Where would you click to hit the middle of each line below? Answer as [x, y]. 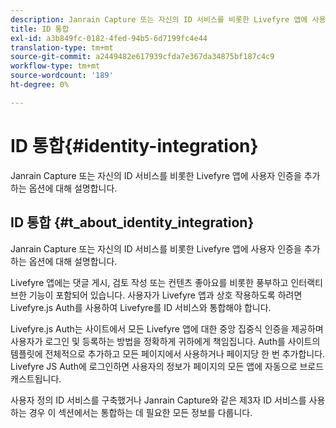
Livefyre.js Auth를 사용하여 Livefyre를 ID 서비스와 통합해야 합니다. [141, 307]
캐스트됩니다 [35, 378]
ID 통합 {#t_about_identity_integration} [132, 222]
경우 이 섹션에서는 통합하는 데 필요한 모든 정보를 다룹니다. [140, 412]
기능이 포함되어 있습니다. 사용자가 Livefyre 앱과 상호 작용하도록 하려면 [165, 295]
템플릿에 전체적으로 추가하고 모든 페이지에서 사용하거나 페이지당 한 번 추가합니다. [168, 353]
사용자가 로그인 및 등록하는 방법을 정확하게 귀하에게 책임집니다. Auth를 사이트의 [165, 341]
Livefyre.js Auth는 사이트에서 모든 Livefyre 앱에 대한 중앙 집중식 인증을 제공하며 [167, 328]
